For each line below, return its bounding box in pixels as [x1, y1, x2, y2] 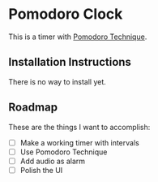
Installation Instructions [8, 55, 132, 69]
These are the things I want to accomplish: [8, 122, 151, 132]
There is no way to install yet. [8, 76, 107, 86]
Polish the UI [19, 165, 63, 175]
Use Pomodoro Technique [19, 147, 108, 157]
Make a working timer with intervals [19, 137, 139, 147]
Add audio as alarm [19, 156, 86, 166]
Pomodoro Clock [8, 5, 123, 24]
